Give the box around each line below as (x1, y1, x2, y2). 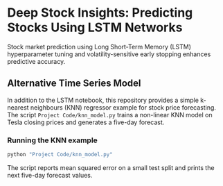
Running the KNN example (7, 135, 98, 145)
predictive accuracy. (7, 57, 66, 65)
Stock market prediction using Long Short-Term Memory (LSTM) (7, 42, 192, 51)
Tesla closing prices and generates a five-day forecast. (7, 118, 165, 126)
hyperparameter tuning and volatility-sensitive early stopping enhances (7, 50, 211, 58)
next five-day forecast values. (7, 171, 93, 179)
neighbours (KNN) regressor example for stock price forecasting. (30, 103, 217, 112)
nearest (7, 103, 29, 112)
